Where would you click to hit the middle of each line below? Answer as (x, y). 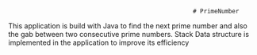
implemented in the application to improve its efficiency (99, 42)
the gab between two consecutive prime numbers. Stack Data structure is (129, 34)
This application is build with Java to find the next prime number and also (128, 26)
